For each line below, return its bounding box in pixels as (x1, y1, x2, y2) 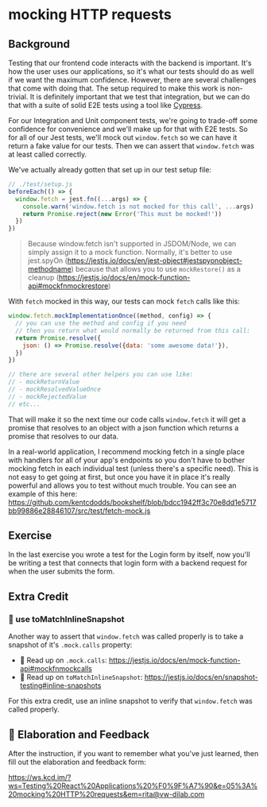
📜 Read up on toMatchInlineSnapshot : (19, 673, 143, 682)
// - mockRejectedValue (8, 392, 87, 400)
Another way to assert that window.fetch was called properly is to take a (8, 631, 244, 641)
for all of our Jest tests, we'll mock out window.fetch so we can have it (8, 133, 238, 142)
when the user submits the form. (8, 566, 115, 577)
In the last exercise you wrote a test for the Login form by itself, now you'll (8, 550, 250, 559)
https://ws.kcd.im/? (8, 772, 72, 782)
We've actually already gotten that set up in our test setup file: (8, 165, 212, 174)
